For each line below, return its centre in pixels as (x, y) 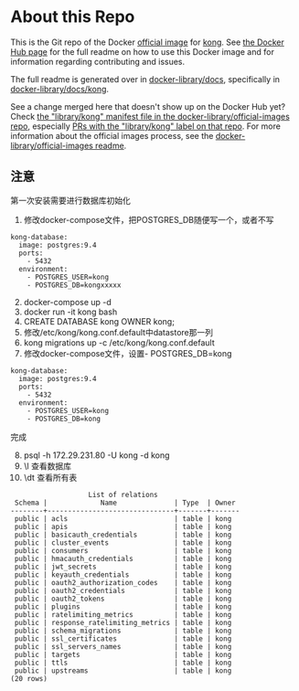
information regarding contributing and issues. (98, 61)
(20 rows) (29, 678)
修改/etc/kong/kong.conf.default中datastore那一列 (118, 332)
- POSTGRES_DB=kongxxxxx (74, 285)
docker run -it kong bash (70, 312)
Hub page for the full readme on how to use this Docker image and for (143, 51)
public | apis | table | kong (123, 526)
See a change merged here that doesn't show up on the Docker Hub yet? (148, 106)
